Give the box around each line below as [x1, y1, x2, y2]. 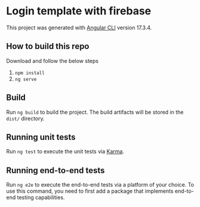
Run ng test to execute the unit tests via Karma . [6, 148, 124, 155]
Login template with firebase [6, 4, 152, 18]
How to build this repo [6, 41, 90, 51]
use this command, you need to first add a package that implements [6, 187, 174, 195]
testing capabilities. [17, 194, 65, 201]
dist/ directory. [6, 115, 45, 122]
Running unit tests [6, 132, 76, 142]
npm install [14, 70, 45, 76]
